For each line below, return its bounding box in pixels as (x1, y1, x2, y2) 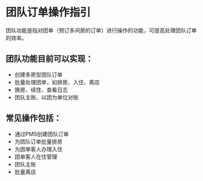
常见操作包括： (5, 113, 62, 123)
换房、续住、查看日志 (14, 86, 68, 93)
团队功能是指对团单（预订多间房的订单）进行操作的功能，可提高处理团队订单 (5, 27, 197, 34)
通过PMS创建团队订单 (14, 130, 69, 137)
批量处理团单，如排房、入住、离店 (14, 78, 100, 85)
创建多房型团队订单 (14, 71, 63, 78)
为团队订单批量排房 (14, 137, 63, 145)
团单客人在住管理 (14, 153, 58, 160)
